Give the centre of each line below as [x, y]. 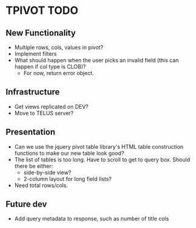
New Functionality [41, 33]
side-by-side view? [47, 172]
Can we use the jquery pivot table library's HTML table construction [99, 146]
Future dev [26, 204]
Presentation [31, 132]
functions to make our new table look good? [69, 153]
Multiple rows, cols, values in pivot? [59, 47]
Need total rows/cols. [41, 185]
